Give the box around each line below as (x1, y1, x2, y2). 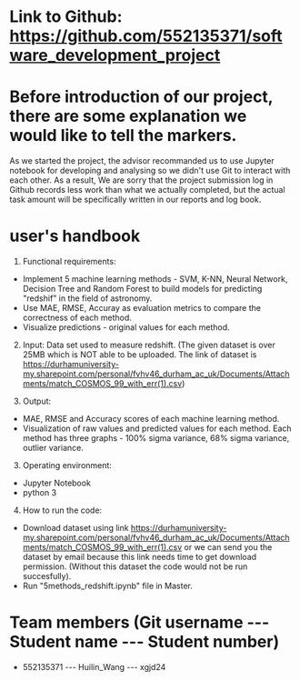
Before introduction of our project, (9, 86, 274, 107)
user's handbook (9, 225, 141, 246)
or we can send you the (184, 542, 273, 553)
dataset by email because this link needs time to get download (22, 552, 257, 563)
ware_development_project (9, 45, 221, 65)
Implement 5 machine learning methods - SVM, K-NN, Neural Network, (22, 274, 288, 285)
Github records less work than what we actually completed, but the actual (9, 185, 285, 195)
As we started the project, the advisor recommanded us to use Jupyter (9, 155, 275, 166)
